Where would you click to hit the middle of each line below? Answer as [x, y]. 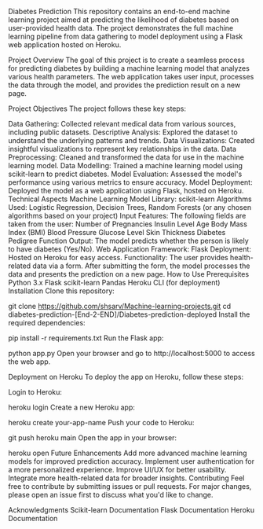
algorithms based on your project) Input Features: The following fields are [127, 216]
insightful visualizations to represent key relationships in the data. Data [122, 149]
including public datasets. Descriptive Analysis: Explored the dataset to [123, 132]
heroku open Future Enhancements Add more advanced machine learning [128, 453]
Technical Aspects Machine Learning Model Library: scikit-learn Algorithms [130, 199]
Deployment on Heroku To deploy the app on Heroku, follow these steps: [126, 377]
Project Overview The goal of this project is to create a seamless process [126, 60]
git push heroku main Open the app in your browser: [93, 438]
